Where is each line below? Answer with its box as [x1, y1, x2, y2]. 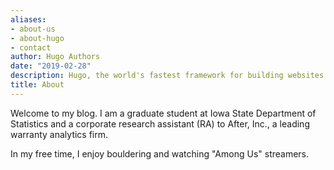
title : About [10, 80, 65, 90]
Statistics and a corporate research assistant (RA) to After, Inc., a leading [10, 117, 310, 130]
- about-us [10, 24, 56, 34]
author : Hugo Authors [10, 52, 101, 62]
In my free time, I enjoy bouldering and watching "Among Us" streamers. [10, 147, 310, 160]
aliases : [10, 14, 47, 25]
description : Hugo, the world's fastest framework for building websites [10, 71, 325, 81]
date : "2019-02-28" [10, 61, 92, 71]
